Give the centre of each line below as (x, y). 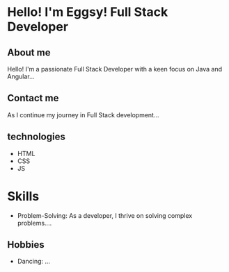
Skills (23, 196)
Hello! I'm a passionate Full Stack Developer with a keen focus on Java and (115, 69)
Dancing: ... (34, 262)
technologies (37, 137)
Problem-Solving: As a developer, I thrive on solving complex (105, 215)
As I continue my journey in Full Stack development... (83, 114)
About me (29, 52)
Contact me (33, 98)
